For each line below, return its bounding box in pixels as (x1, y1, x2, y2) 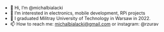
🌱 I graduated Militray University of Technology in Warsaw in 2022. (10, 15, 151, 21)
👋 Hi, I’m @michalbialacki (10, 5, 63, 10)
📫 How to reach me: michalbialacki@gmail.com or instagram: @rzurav (10, 21, 159, 27)
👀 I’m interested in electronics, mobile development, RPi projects (10, 10, 146, 16)
